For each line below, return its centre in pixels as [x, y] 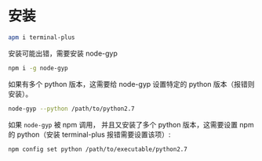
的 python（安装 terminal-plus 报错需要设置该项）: [89, 134]
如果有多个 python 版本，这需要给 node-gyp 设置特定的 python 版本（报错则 [131, 84]
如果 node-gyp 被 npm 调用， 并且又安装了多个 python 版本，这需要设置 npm [131, 124]
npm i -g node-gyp [38, 68]
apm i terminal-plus [42, 37]
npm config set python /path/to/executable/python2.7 [98, 149]
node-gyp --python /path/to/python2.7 [71, 109]
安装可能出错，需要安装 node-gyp [63, 53]
